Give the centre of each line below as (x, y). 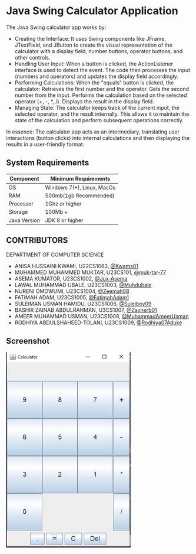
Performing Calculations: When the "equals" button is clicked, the (94, 82)
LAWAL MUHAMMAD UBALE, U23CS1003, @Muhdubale (83, 285)
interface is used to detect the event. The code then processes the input (102, 70)
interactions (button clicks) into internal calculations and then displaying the (98, 138)
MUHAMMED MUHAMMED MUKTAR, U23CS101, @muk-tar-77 (90, 272)
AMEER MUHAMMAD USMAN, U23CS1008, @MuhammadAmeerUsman (102, 316)
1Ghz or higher (63, 204)
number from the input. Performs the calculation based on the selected (101, 95)
